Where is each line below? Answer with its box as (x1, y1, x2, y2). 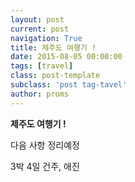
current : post (10, 24, 70, 34)
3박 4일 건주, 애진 (10, 160, 80, 172)
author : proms (10, 89, 70, 99)
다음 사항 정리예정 (10, 139, 80, 151)
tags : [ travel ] (10, 61, 74, 71)
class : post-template (10, 71, 101, 81)
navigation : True (10, 33, 83, 43)
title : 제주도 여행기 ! (10, 42, 97, 53)
